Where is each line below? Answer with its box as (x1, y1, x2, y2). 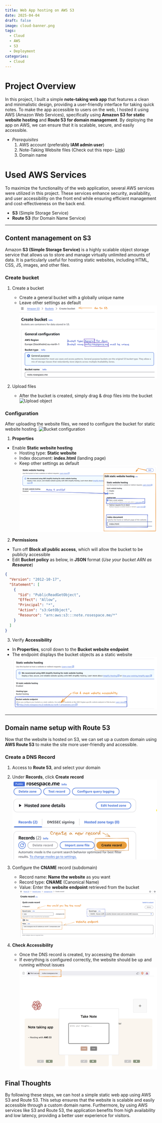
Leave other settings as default (19, 300, 81, 305)
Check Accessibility (12, 942, 54, 948)
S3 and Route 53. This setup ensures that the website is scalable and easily (5, 1097, 155, 1103)
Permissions (12, 537, 38, 543)
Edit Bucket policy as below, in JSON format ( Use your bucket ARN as (12, 557, 152, 562)
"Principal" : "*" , (17, 603, 55, 608)
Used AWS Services (5, 169, 87, 180)
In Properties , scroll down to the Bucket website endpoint (12, 646, 129, 652)
